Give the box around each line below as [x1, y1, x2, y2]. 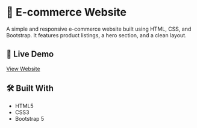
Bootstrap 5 [14, 115, 45, 122]
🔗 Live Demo [6, 49, 54, 59]
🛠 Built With [6, 84, 54, 94]
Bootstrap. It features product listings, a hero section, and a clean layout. [6, 31, 187, 38]
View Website [6, 65, 40, 72]
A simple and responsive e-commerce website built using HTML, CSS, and [6, 25, 192, 32]
